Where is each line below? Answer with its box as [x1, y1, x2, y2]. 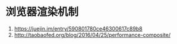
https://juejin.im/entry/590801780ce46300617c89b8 [14, 25, 143, 32]
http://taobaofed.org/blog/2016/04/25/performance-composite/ [14, 31, 170, 38]
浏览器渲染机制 [5, 5, 79, 19]
